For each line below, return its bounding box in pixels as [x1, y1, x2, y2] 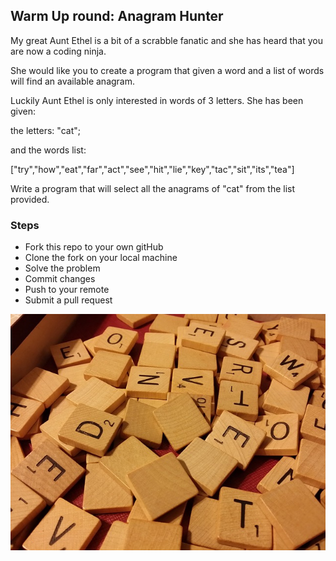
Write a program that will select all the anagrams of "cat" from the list [10, 182, 296, 194]
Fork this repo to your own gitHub [24, 241, 164, 253]
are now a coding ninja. [10, 45, 107, 57]
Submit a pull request [24, 294, 113, 306]
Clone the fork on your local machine [24, 252, 178, 264]
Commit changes [24, 273, 96, 285]
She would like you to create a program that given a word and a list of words [10, 64, 325, 76]
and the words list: [10, 144, 87, 156]
